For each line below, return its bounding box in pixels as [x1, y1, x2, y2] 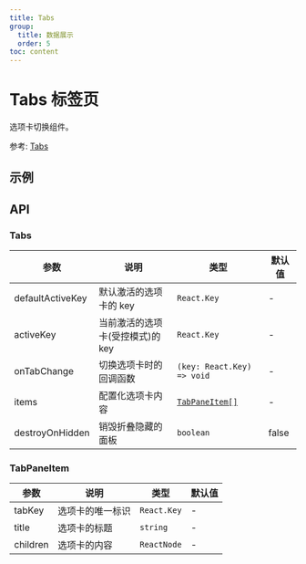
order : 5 [17, 38, 51, 48]
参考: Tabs [9, 141, 48, 151]
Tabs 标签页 [9, 89, 99, 110]
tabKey [14, 504, 45, 517]
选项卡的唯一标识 [57, 505, 131, 517]
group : [9, 22, 35, 31]
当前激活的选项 [98, 317, 163, 329]
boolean [177, 428, 210, 438]
